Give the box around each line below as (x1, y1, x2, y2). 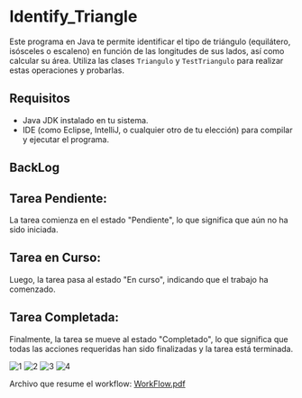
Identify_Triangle (9, 6, 138, 27)
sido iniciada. (9, 223, 59, 235)
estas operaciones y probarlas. (9, 65, 124, 76)
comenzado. (9, 284, 56, 294)
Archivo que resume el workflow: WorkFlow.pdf (9, 378, 187, 389)
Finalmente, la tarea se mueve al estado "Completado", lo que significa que (9, 333, 288, 344)
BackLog (9, 160, 60, 176)
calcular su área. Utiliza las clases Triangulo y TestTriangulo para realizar (9, 55, 284, 66)
